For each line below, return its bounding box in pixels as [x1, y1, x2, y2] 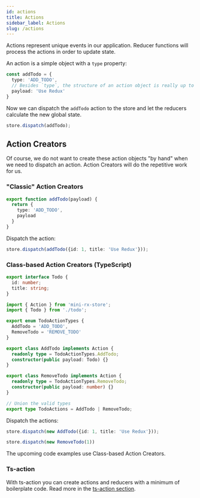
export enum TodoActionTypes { [6, 318, 84, 324]
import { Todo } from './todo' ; [6, 307, 87, 313]
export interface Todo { [6, 274, 68, 280]
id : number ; [11, 280, 42, 286]
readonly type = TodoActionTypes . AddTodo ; [11, 351, 119, 357]
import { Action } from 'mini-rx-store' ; [6, 302, 111, 308]
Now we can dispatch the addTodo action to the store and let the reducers [6, 104, 187, 111]
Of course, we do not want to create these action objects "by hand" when [6, 155, 188, 162]
